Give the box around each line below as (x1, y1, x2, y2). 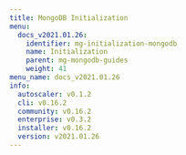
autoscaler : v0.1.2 (17, 89, 92, 98)
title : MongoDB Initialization (9, 13, 129, 23)
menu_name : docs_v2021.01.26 (9, 73, 120, 82)
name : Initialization (26, 47, 108, 57)
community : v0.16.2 (17, 107, 92, 116)
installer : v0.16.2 (17, 124, 92, 133)
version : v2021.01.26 (17, 132, 100, 141)
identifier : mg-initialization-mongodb (26, 38, 178, 48)
